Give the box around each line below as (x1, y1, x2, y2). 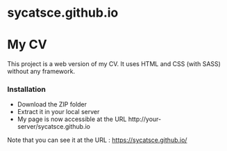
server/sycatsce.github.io (17, 122, 90, 131)
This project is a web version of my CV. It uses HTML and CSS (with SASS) (7, 60, 221, 68)
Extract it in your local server (17, 108, 100, 116)
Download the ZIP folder (17, 100, 87, 109)
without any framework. (7, 67, 75, 76)
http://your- (128, 115, 162, 123)
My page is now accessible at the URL (17, 115, 127, 123)
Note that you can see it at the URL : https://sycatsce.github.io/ (7, 136, 187, 144)
